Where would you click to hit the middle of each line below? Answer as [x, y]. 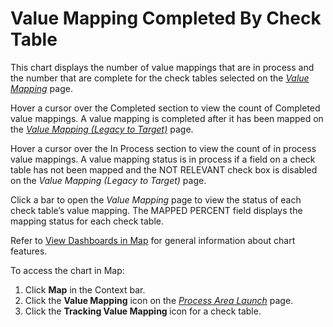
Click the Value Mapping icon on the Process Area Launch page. [159, 300]
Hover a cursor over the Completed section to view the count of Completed [165, 108]
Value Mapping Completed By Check [166, 18]
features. [29, 251]
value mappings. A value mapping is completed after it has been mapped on [167, 118]
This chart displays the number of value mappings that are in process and [162, 67]
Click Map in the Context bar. [85, 289]
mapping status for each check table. [87, 221]
